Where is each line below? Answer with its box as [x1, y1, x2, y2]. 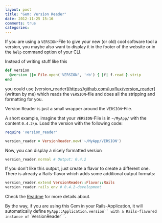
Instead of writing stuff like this [5, 59, 68, 64]
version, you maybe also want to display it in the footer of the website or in [5, 44, 156, 50]
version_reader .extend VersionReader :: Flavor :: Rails [5, 180, 115, 185]
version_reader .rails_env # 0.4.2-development [5, 185, 102, 190]
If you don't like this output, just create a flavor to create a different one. [5, 165, 150, 171]
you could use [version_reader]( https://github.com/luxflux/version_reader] [5, 86, 156, 92]
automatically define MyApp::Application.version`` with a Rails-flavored [5, 208, 157, 214]
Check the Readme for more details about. [5, 194, 91, 200]
